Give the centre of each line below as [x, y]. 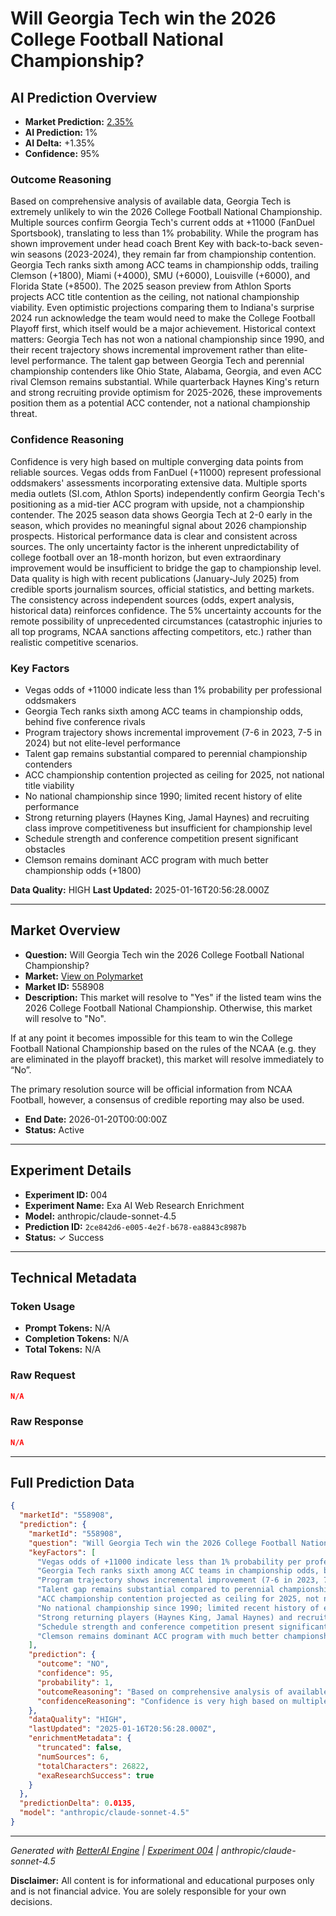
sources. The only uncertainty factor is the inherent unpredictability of [155, 546]
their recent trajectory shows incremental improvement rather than [147, 350]
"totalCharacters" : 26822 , [93, 1766]
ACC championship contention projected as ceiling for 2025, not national [174, 774]
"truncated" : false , [79, 1748]
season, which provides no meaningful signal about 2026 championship [158, 525]
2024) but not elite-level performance [102, 743]
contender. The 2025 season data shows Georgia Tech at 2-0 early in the [161, 514]
